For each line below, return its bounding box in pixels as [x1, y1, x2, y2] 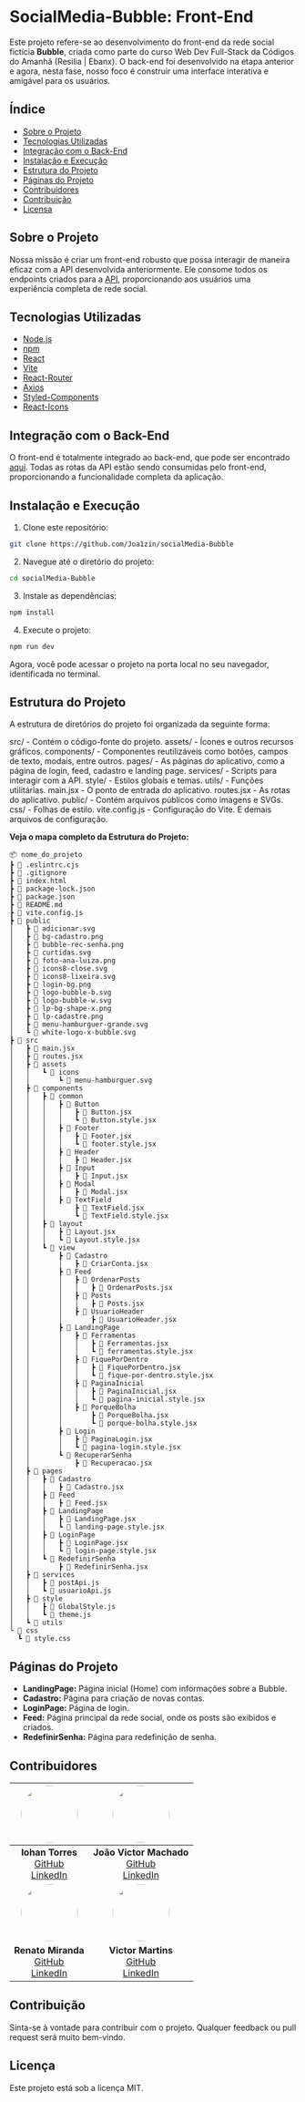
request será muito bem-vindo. [9, 2031, 126, 2043]
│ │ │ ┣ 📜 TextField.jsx [9, 1203, 145, 1213]
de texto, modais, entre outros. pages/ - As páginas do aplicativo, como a [9, 756, 285, 767]
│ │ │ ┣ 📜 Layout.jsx [9, 1228, 117, 1237]
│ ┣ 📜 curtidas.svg [9, 948, 92, 958]
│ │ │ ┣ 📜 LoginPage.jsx [9, 1539, 128, 1548]
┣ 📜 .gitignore [9, 869, 67, 878]
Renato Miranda [14, 1943, 85, 1956]
